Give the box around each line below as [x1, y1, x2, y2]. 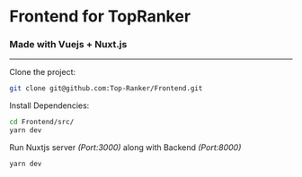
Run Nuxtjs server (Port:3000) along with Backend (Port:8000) [9, 142, 242, 153]
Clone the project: [9, 67, 76, 78]
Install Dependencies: [9, 100, 90, 111]
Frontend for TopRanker [9, 6, 191, 27]
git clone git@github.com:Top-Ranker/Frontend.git [9, 84, 203, 93]
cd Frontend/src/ [9, 118, 75, 127]
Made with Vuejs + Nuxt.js [9, 38, 128, 51]
